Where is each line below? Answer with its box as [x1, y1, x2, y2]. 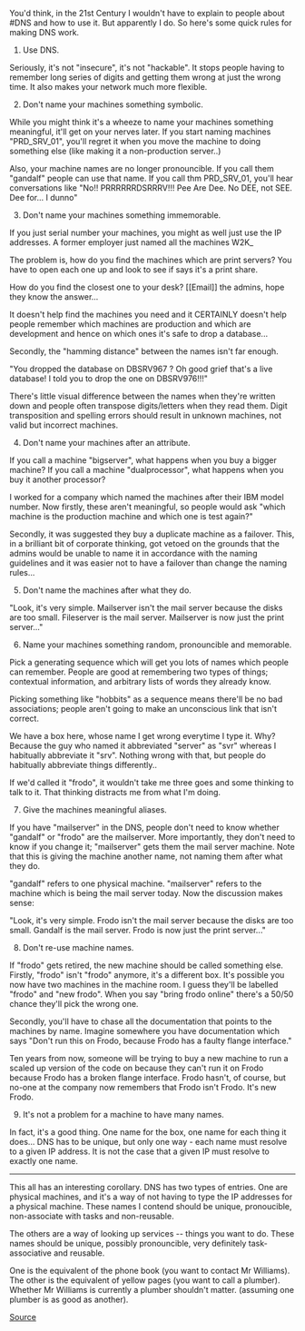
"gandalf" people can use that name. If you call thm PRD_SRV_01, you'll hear [9, 173, 293, 183]
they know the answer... [9, 291, 99, 302]
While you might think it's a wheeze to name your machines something [9, 117, 274, 127]
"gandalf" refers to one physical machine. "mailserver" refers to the [9, 878, 262, 889]
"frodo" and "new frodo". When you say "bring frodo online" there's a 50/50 [9, 989, 294, 1000]
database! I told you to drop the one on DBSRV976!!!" [9, 373, 209, 384]
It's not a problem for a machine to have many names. [22, 1109, 224, 1119]
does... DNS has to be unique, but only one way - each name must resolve [9, 1137, 288, 1147]
